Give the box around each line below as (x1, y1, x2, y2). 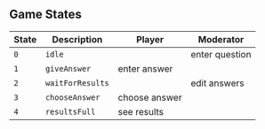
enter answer (117, 62, 173, 74)
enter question (190, 48, 252, 60)
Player (136, 33, 165, 45)
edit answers (190, 77, 245, 89)
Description (52, 33, 103, 45)
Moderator (197, 33, 245, 45)
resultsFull (44, 106, 96, 117)
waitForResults (44, 78, 109, 87)
